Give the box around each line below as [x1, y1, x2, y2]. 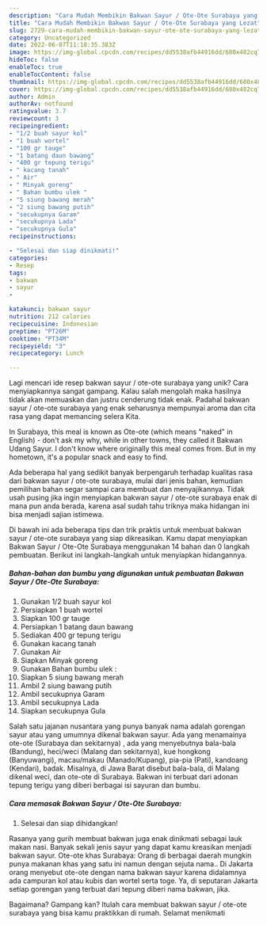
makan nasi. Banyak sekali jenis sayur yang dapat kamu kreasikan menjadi [9, 843, 252, 852]
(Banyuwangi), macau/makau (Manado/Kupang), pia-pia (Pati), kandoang [9, 756, 248, 765]
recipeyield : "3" [9, 342, 67, 350]
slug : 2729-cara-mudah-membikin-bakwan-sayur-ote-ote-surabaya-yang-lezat [9, 26, 261, 34]
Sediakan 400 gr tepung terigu [20, 630, 121, 640]
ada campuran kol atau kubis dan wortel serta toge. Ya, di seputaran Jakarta [9, 876, 258, 885]
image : [9, 48, 31, 56]
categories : [9, 254, 48, 262]
